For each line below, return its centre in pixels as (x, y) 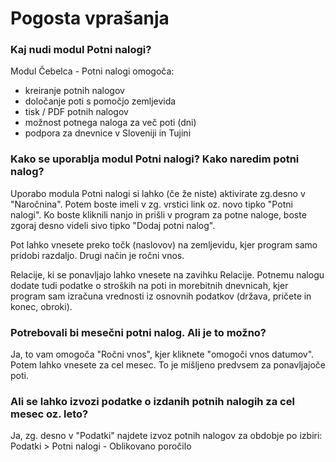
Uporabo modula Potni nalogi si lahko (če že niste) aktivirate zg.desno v (158, 193)
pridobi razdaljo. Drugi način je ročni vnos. (97, 255)
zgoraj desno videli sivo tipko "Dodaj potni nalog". (113, 225)
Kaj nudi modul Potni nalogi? (81, 50)
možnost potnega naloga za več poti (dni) (110, 123)
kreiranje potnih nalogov (74, 91)
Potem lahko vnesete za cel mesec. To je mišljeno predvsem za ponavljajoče (168, 365)
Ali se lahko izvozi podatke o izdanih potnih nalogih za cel (152, 401)
